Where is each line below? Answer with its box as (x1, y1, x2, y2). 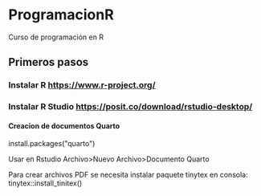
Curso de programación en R (8, 32, 104, 42)
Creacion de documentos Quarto (8, 120, 120, 130)
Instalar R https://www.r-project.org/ (8, 80, 156, 91)
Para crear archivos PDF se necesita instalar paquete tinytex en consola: (8, 170, 248, 180)
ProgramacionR (8, 6, 114, 24)
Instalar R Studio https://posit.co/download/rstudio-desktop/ (8, 101, 253, 112)
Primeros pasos (8, 55, 89, 69)
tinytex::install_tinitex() (8, 178, 83, 188)
